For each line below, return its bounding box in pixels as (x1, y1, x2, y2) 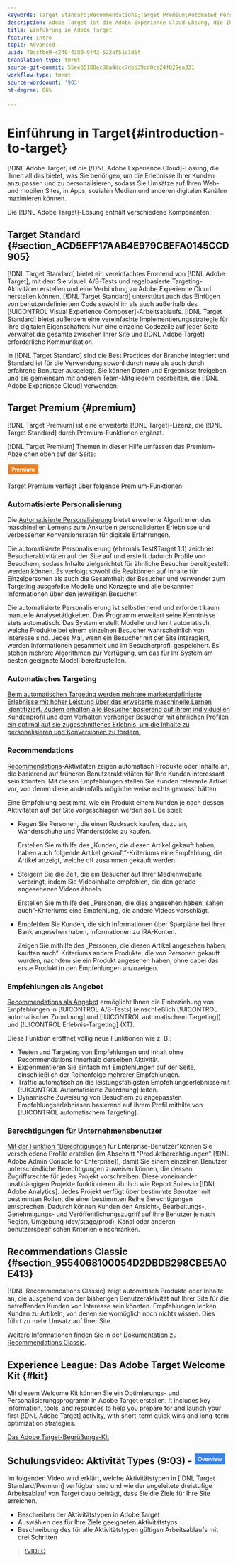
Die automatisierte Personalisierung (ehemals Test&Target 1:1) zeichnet (7, 544, 214, 553)
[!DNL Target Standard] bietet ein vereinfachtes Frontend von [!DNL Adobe (7, 270, 225, 278)
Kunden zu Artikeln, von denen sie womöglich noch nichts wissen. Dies (7, 1309, 215, 1318)
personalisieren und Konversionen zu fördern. (7, 728, 141, 737)
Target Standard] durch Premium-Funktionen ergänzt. (7, 428, 164, 437)
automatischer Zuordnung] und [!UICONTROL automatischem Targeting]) (7, 1013, 221, 1021)
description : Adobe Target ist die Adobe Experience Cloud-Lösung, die (7, 18, 223, 26)
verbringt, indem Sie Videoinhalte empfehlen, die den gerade (17, 877, 196, 886)
